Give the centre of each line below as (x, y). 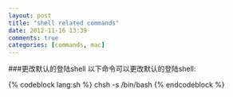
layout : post (30, 16)
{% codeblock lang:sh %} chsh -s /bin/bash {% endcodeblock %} (116, 85)
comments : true (34, 38)
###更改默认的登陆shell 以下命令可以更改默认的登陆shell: (102, 69)
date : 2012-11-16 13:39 (48, 30)
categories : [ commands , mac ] (57, 45)
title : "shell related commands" (64, 23)
